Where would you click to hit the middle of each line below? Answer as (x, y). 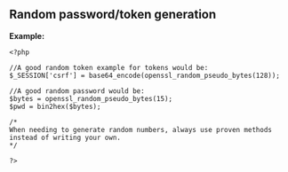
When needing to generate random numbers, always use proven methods (141, 129)
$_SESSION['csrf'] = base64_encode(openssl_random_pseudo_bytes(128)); (144, 75)
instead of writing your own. (65, 137)
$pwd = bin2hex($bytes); (55, 106)
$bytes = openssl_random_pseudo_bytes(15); (91, 98)
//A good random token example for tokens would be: (109, 67)
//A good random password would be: (77, 91)
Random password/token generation (113, 15)
